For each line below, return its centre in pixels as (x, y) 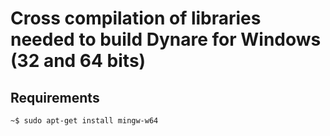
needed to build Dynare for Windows (166, 39)
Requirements (55, 97)
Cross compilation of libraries (136, 18)
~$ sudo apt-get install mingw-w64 (84, 121)
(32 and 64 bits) (78, 61)
